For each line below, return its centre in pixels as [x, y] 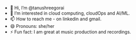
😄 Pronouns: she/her [32, 26]
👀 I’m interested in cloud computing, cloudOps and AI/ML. [70, 13]
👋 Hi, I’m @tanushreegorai [37, 8]
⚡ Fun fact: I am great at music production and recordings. [71, 32]
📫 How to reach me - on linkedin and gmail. [56, 19]
